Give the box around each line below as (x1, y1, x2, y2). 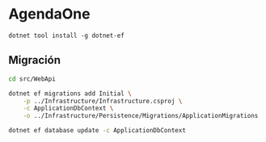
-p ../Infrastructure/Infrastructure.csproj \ (23, 97, 183, 105)
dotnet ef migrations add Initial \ (8, 90, 132, 98)
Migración (8, 53, 61, 67)
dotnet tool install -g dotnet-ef (8, 31, 125, 40)
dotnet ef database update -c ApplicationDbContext (8, 127, 186, 135)
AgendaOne (8, 5, 91, 23)
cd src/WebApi (8, 74, 57, 83)
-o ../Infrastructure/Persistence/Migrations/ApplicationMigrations (23, 112, 259, 120)
